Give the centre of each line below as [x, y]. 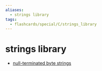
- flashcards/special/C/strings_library [53, 24]
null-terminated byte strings [42, 63]
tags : [11, 19]
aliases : [15, 10]
